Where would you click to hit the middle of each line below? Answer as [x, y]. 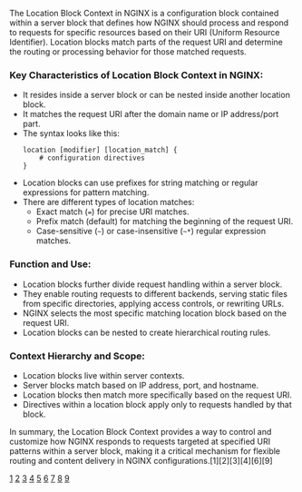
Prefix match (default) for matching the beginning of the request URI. [165, 221]
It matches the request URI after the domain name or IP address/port [151, 114]
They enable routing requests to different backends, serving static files [155, 293]
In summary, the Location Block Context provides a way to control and [141, 431]
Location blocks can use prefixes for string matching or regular [140, 183]
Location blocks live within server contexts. [103, 375]
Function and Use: [50, 264]
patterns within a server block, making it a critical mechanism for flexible [145, 451]
